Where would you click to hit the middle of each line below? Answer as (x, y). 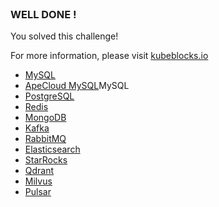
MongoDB (45, 118)
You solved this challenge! (64, 36)
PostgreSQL (49, 96)
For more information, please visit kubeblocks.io (109, 56)
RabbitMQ (45, 139)
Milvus (38, 181)
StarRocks (46, 160)
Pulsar (38, 192)
